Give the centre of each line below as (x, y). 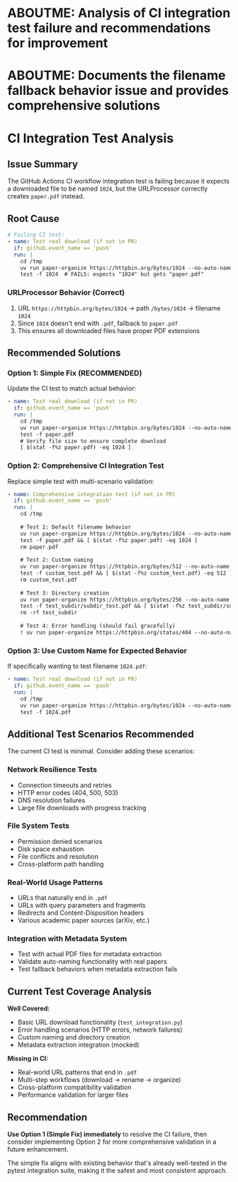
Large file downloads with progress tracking (82, 807)
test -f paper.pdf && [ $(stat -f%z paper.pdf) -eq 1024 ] (109, 540)
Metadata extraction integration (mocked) (78, 1045)
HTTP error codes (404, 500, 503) (68, 792)
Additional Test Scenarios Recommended (101, 734)
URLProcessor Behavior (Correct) (66, 293)
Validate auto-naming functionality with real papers (92, 962)
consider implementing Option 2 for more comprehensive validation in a (112, 1142)
